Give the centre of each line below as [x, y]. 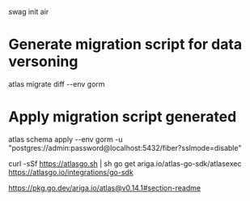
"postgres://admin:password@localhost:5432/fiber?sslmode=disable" [125, 148]
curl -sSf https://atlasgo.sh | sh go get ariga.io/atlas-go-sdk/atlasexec [125, 163]
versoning [43, 62]
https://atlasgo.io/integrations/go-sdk [71, 172]
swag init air [29, 12]
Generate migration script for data [125, 45]
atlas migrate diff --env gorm [57, 83]
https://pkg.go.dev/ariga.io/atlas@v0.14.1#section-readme [104, 188]
